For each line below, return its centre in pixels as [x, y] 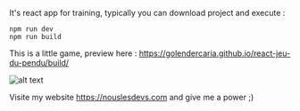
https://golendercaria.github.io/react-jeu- [215, 53]
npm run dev [31, 29]
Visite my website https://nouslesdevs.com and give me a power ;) [132, 97]
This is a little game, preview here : [73, 53]
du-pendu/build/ [39, 63]
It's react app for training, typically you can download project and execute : [147, 13]
